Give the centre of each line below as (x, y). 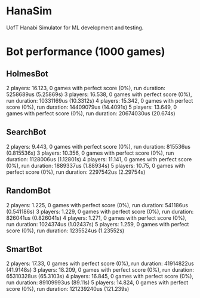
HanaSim (29, 11)
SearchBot (26, 132)
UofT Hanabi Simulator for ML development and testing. (75, 27)
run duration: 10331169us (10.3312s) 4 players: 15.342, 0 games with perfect (100, 100)
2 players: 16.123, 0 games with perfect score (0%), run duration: (86, 88)
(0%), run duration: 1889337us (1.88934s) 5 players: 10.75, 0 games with (96, 165)
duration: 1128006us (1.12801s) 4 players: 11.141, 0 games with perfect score (99, 159)
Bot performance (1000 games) (86, 52)
